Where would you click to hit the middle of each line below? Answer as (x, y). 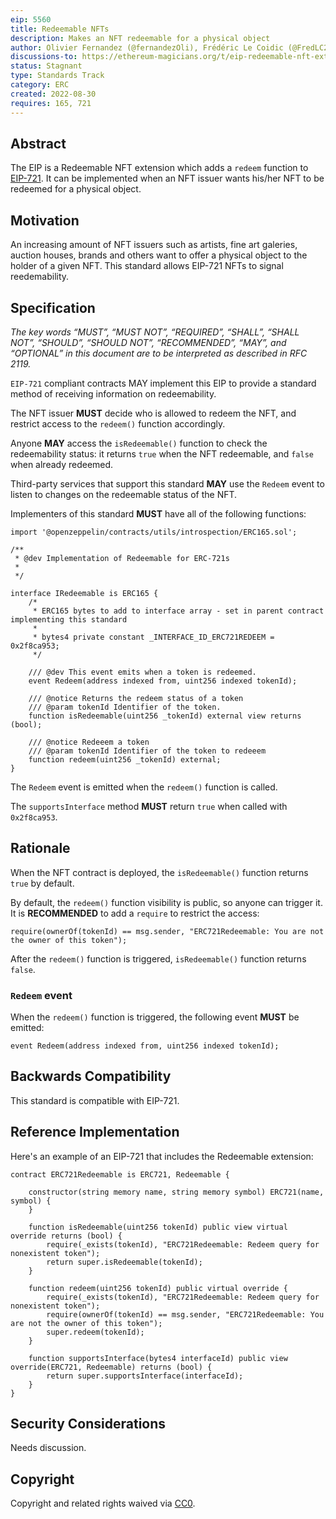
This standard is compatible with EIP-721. (95, 1100)
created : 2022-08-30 (53, 94)
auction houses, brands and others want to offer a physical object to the (159, 255)
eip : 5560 (31, 19)
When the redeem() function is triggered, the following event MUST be (155, 1017)
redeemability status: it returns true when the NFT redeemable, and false (162, 453)
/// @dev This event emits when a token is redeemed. (142, 672)
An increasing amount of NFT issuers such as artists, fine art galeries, (154, 245)
